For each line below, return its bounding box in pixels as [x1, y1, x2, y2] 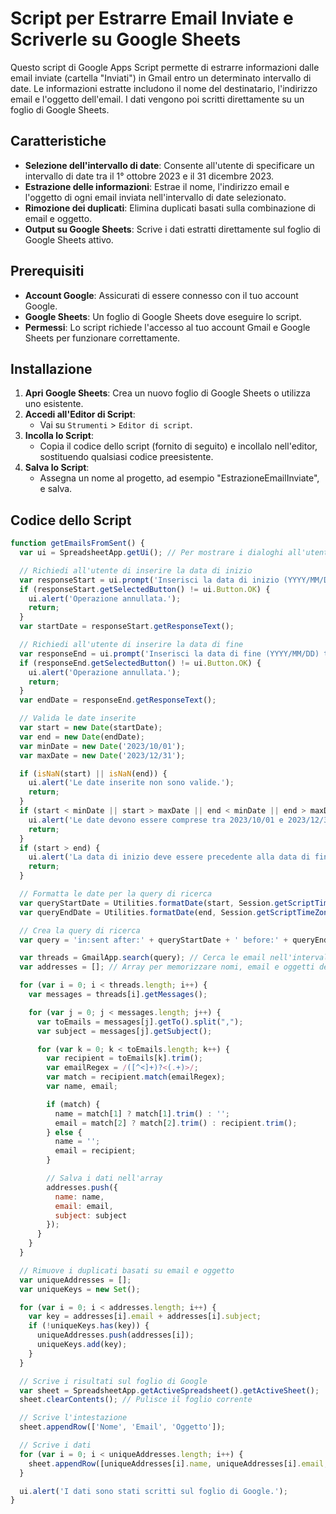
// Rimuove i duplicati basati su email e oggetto [19, 1265, 235, 1276]
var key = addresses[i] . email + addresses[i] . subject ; [28, 1312, 262, 1322]
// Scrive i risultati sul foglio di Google [19, 1376, 208, 1386]
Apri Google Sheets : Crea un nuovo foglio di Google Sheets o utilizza [24, 387, 311, 399]
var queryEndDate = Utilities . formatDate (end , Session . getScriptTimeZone [19, 907, 333, 917]
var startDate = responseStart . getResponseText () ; [19, 622, 235, 632]
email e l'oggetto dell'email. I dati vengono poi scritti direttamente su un [10, 93, 305, 105]
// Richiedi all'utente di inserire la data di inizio [19, 565, 253, 576]
